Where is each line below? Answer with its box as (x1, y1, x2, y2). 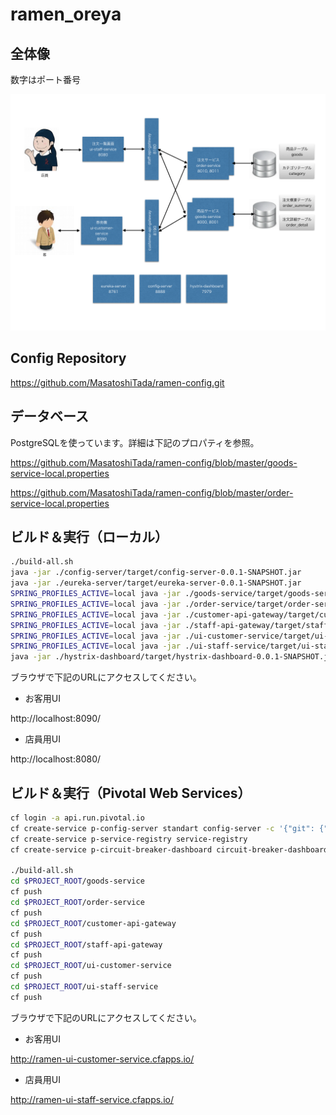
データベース (10, 408, 89, 425)
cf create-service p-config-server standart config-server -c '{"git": (10, 823, 315, 833)
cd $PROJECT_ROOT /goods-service (10, 876, 145, 887)
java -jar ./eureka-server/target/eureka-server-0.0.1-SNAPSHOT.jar (10, 578, 302, 588)
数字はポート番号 (10, 74, 81, 85)
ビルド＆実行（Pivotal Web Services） (10, 784, 252, 802)
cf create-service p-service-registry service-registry (10, 834, 248, 844)
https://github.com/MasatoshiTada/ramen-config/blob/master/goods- (10, 456, 298, 468)
